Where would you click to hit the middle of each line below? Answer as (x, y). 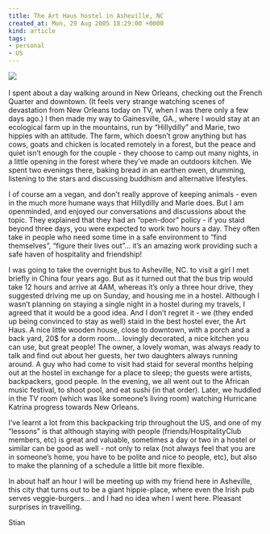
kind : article (32, 31)
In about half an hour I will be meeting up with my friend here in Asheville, (130, 481)
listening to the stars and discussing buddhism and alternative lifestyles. (128, 179)
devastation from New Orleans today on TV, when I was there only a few (128, 110)
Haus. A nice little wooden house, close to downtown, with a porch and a (129, 330)
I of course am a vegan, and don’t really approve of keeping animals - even (133, 194)
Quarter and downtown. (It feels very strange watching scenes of (117, 101)
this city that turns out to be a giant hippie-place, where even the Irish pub (132, 490)
